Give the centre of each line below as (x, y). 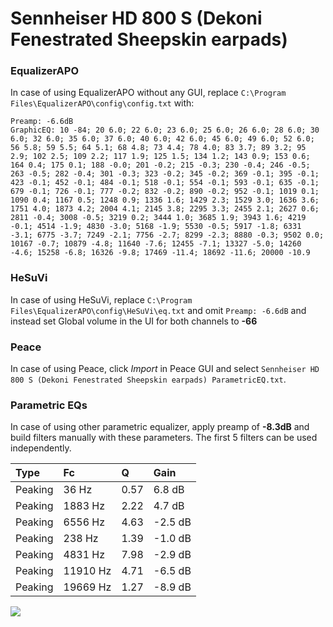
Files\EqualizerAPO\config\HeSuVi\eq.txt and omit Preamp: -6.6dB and (158, 310)
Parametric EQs (49, 405)
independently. (41, 448)
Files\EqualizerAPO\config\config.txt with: (102, 103)
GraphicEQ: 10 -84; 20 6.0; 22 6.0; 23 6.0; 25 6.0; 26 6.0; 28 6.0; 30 (165, 130)
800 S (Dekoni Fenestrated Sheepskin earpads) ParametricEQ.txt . (148, 379)
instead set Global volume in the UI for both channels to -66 (134, 321)
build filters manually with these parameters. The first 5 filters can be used (164, 438)
